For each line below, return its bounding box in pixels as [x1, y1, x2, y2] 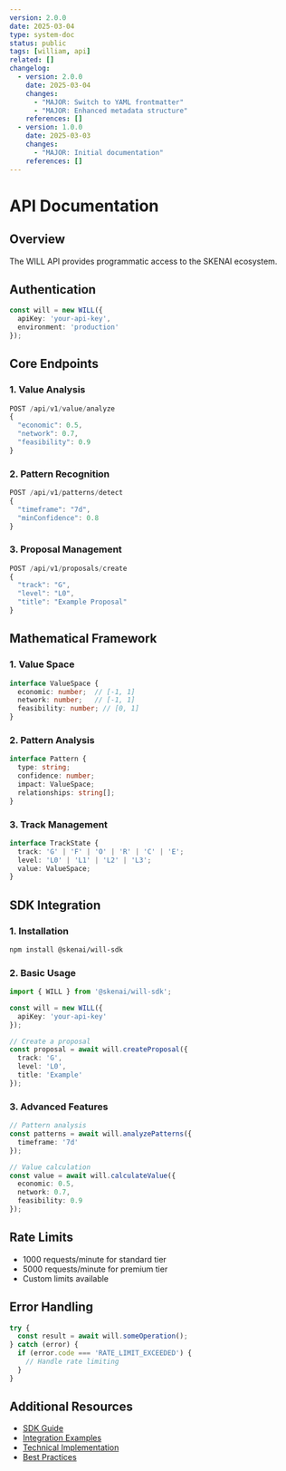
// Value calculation [9, 1162, 91, 1172]
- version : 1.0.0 [17, 123, 83, 132]
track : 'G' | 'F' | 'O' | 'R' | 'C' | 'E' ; [17, 847, 185, 856]
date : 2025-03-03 [25, 131, 91, 140]
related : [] [9, 55, 54, 64]
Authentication [9, 282, 97, 297]
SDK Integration [9, 897, 101, 913]
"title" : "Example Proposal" [17, 597, 128, 607]
